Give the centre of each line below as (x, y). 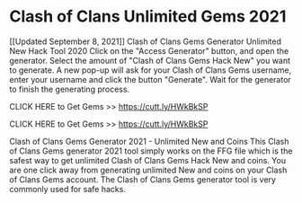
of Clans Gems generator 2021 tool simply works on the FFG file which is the (151, 151)
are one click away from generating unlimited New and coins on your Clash (148, 170)
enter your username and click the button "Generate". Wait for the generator (151, 79)
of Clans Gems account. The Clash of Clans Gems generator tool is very (143, 179)
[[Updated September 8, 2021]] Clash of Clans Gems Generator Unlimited (145, 41)
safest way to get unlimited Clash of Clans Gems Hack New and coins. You (147, 160)
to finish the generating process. (70, 89)
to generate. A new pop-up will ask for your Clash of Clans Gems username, (151, 70)
